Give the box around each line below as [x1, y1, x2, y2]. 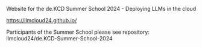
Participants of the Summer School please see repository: [6, 28, 150, 36]
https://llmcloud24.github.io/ [6, 17, 77, 23]
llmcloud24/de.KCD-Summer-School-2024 [6, 35, 113, 42]
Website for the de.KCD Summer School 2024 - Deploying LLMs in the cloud [6, 5, 197, 12]
